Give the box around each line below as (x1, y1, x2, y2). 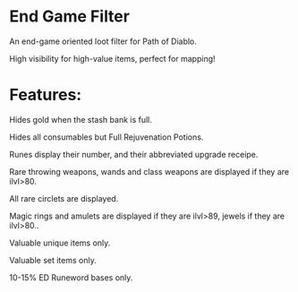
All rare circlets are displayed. (9, 193, 119, 203)
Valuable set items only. (9, 254, 97, 265)
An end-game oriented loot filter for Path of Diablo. (9, 36, 197, 47)
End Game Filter (9, 6, 130, 27)
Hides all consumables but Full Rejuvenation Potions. (9, 132, 204, 142)
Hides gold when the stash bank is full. (9, 114, 152, 125)
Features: (9, 85, 82, 105)
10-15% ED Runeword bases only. (9, 271, 133, 283)
